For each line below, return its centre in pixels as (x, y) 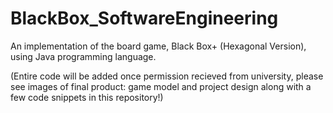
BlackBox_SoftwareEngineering (144, 18)
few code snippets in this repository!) (87, 97)
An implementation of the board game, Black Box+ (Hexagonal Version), (158, 46)
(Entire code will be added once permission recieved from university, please (167, 76)
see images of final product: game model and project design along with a (161, 86)
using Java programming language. (83, 56)
